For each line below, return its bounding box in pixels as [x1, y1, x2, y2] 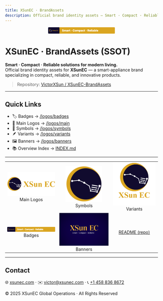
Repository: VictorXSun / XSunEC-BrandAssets [16, 81, 112, 87]
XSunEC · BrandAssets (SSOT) [5, 46, 130, 57]
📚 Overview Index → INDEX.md [12, 145, 76, 151]
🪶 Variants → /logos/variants [12, 131, 71, 137]
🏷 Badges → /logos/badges [12, 113, 69, 119]
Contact [5, 266, 30, 274]
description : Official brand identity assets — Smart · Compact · [5, 13, 142, 18]
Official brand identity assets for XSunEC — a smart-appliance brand [5, 67, 143, 73]
